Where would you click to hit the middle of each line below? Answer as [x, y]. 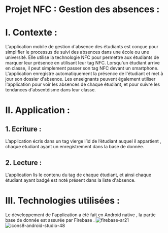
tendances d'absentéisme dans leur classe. [51, 90]
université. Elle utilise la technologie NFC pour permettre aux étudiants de [82, 57]
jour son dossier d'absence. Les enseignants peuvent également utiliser [80, 79]
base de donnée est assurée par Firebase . [50, 220]
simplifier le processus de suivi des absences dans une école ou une [77, 52]
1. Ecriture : [23, 129]
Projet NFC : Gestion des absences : [82, 9]
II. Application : [38, 110]
